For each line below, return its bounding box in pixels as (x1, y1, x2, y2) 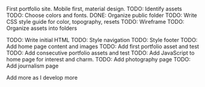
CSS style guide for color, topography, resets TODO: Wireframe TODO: (6, 18, 185, 25)
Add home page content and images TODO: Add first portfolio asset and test (6, 43, 199, 50)
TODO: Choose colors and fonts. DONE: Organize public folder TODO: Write (6, 12, 198, 19)
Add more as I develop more (6, 74, 78, 81)
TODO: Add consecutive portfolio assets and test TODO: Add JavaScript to (6, 49, 195, 57)
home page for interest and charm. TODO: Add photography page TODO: (6, 56, 191, 63)
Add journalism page (6, 62, 59, 69)
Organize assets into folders (6, 24, 78, 32)
